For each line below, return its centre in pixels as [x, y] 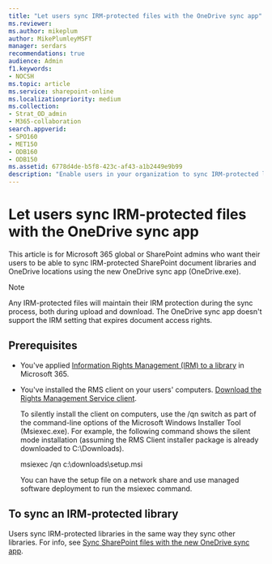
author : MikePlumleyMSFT [50, 39]
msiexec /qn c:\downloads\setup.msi [81, 464]
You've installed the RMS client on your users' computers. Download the [140, 390]
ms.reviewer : [30, 24]
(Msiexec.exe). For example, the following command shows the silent [135, 431]
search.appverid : [38, 129]
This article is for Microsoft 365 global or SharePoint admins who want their [134, 254]
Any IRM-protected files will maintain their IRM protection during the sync [131, 303]
